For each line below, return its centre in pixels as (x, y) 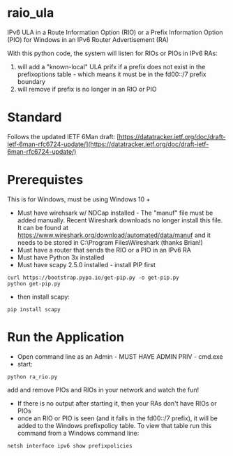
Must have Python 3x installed (61, 257)
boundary (31, 81)
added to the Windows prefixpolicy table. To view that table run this (114, 425)
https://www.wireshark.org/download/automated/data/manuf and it (114, 235)
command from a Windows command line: (78, 433)
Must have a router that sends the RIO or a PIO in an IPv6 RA (104, 250)
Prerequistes (45, 180)
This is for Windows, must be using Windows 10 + (79, 199)
